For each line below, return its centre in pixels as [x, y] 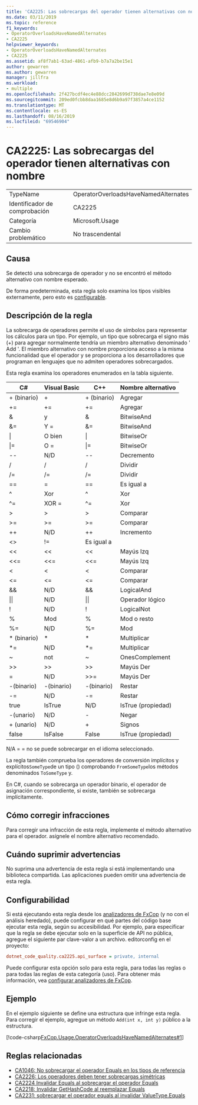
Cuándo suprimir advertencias [63, 854]
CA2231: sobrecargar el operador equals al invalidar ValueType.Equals [100, 1095]
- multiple [19, 89]
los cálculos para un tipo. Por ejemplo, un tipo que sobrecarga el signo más [98, 336]
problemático [27, 238]
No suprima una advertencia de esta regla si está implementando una [90, 869]
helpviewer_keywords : [33, 45]
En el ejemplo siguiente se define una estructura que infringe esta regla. [94, 1013]
